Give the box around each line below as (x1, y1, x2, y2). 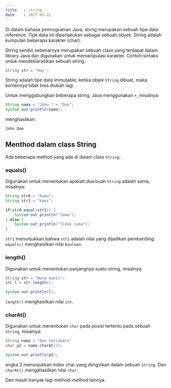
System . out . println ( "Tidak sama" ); (14, 222, 90, 227)
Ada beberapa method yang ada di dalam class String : (5, 154, 121, 160)
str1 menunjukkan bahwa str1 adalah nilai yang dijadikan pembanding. (5, 236, 156, 242)
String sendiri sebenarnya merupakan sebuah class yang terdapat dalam (5, 47, 158, 53)
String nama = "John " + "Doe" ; (5, 102, 74, 107)
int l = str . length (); (5, 280, 54, 285)
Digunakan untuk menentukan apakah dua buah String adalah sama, (5, 178, 150, 185)
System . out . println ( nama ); (5, 107, 63, 112)
